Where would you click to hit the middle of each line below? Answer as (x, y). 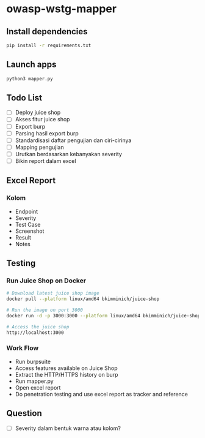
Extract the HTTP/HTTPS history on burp (67, 374)
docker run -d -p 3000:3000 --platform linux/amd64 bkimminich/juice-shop (103, 315)
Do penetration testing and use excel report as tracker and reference (101, 394)
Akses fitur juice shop (42, 119)
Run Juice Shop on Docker (46, 281)
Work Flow (23, 348)
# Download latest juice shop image (53, 293)
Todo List (24, 98)
